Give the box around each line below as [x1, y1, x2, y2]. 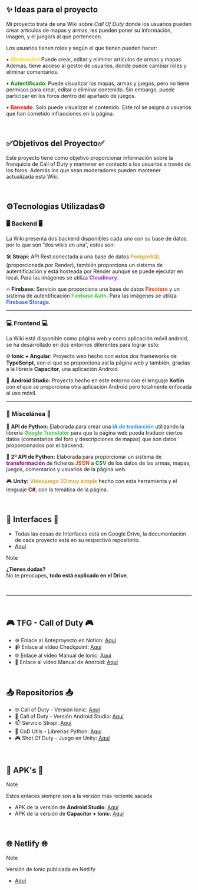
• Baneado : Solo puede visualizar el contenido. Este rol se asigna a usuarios [6, 103, 192, 111]
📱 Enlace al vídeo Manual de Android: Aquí [14, 658, 118, 665]
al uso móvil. [6, 389, 37, 396]
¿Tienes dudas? [6, 566, 46, 573]
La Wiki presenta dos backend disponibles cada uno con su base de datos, [6, 235, 189, 242]
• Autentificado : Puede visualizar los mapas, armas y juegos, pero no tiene [6, 80, 190, 87]
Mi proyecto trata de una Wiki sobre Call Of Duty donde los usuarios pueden [6, 20, 192, 27]
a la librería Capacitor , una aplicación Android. [6, 365, 120, 372]
